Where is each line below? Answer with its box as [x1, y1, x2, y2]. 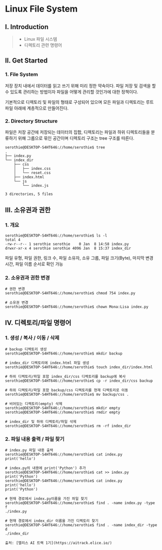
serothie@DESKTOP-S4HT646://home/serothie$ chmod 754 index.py [5, 291, 136, 295]
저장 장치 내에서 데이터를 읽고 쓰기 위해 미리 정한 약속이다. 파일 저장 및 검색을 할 [5, 82, 156, 88]
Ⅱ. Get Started [5, 57, 48, 65]
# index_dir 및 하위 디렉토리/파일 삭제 [5, 419, 77, 424]
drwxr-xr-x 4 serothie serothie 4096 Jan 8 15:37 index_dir [5, 246, 131, 251]
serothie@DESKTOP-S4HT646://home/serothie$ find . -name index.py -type [5, 501, 155, 505]
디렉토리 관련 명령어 [24, 42, 62, 48]
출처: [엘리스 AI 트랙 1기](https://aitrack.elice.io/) [5, 540, 113, 545]
